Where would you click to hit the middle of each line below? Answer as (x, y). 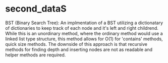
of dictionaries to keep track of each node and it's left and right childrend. (82, 28)
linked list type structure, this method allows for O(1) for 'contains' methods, (84, 39)
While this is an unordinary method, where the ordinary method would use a (84, 33)
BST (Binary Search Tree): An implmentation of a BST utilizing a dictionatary (84, 23)
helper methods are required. (36, 55)
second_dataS (36, 9)
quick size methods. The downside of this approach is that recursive (76, 44)
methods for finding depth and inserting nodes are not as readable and (79, 49)
